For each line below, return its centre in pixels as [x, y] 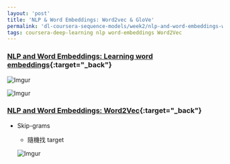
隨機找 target [46, 139]
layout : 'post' [29, 13]
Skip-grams [34, 125]
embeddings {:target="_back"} [60, 65]
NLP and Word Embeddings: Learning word [80, 57]
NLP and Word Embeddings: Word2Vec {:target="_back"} [104, 111]
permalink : [23, 26]
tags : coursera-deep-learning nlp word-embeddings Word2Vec [95, 32]
